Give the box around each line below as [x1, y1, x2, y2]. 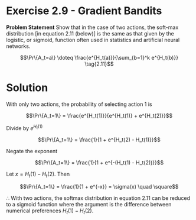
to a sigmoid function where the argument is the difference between [6, 201, 172, 208]
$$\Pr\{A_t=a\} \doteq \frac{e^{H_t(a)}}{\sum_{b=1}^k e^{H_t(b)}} [19, 54, 179, 61]
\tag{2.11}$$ [84, 60, 114, 67]
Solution [6, 81, 48, 95]
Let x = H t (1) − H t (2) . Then [6, 170, 70, 179]
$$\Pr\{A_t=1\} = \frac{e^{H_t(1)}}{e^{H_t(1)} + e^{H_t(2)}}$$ [25, 112, 173, 119]
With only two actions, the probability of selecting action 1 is [6, 101, 152, 108]
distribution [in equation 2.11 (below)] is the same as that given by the [6, 30, 174, 37]
